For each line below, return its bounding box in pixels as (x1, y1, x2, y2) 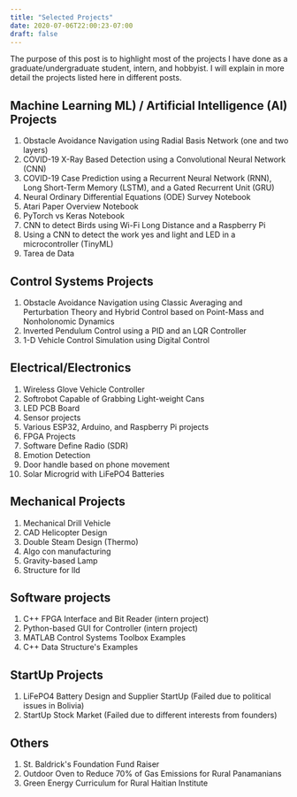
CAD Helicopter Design (22, 527, 108, 538)
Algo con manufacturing (22, 546, 111, 556)
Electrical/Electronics (10, 360, 132, 376)
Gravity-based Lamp (22, 555, 98, 566)
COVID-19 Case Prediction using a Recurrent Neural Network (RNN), (22, 173, 272, 184)
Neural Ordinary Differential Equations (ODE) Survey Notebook (22, 192, 251, 203)
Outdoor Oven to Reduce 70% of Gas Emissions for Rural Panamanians (22, 769, 282, 779)
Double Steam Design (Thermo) (22, 536, 140, 547)
